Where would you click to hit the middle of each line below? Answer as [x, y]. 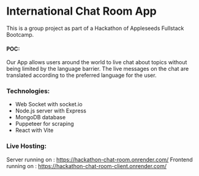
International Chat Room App [82, 11]
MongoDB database [40, 117]
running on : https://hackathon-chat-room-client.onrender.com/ [87, 166]
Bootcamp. [20, 34]
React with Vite [34, 130]
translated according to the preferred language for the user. [81, 75]
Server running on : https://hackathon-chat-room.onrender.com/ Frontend [99, 159]
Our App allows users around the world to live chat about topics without [97, 62]
